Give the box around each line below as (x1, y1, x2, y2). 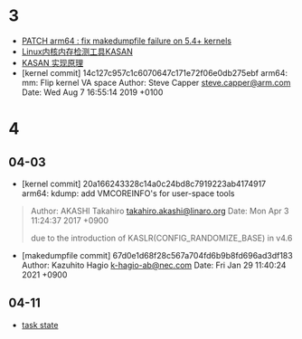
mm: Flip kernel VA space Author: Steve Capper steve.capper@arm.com (21, 77, 291, 88)
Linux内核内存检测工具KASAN (21, 46, 133, 57)
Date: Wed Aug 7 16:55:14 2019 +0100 (21, 87, 164, 98)
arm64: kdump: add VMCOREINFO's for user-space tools (21, 187, 235, 199)
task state (21, 319, 59, 330)
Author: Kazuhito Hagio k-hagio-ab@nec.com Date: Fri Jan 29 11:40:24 (21, 259, 287, 270)
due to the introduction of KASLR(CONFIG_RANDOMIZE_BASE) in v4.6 (30, 232, 293, 243)
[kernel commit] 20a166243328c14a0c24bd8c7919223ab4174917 (21, 178, 267, 189)
